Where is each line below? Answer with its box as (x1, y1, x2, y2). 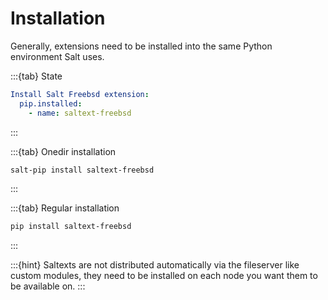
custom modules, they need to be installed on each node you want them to (10, 270, 318, 282)
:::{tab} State (10, 70, 63, 82)
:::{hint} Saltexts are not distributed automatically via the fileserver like (10, 259, 300, 271)
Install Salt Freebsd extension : (10, 89, 150, 99)
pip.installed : (19, 98, 83, 109)
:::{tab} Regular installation (10, 202, 120, 214)
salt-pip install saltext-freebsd (10, 165, 155, 175)
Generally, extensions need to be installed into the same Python (10, 40, 273, 52)
